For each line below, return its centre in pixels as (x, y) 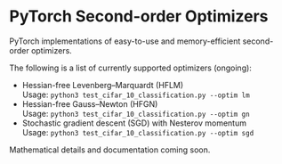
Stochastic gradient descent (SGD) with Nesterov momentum (134, 123)
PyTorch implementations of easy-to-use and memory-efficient (125, 41)
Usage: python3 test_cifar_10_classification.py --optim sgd (138, 132)
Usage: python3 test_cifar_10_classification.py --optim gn (136, 113)
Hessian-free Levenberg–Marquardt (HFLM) (103, 85)
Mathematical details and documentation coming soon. (110, 150)
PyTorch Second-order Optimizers (139, 16)
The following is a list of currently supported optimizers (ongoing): (130, 68)
